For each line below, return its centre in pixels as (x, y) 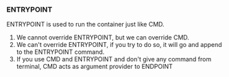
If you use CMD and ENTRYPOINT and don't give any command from (114, 59)
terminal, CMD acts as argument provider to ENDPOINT (94, 67)
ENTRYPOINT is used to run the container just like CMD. (86, 25)
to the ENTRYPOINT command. (60, 52)
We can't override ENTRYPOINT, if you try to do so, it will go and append (119, 45)
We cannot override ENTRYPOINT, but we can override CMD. (103, 37)
